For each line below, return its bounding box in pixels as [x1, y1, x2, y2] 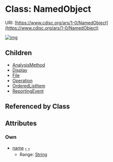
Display [12, 67, 28, 73]
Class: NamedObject [5, 3, 91, 15]
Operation [12, 77, 33, 83]
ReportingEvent [12, 88, 44, 94]
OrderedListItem [12, 83, 46, 89]
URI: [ [5, 20, 17, 26]
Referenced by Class [5, 102, 70, 111]
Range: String [19, 151, 48, 157]
